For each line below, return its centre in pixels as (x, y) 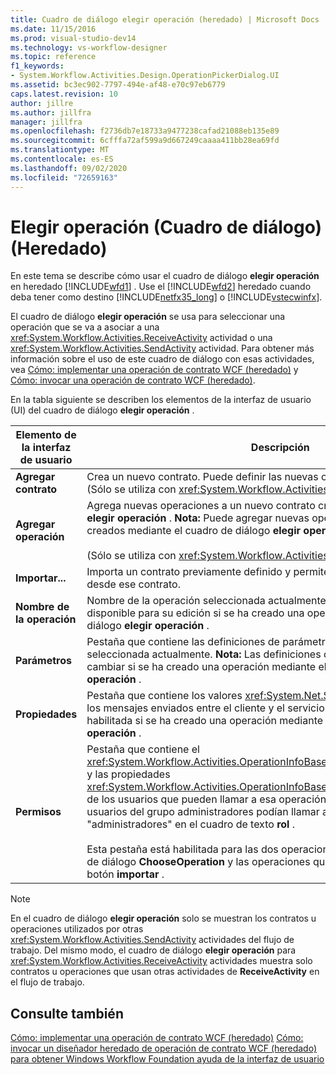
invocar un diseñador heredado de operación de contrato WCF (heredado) (164, 1048)
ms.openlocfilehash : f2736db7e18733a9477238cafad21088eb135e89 (145, 131)
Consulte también (67, 1013)
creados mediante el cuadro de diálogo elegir (194, 531)
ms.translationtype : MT (60, 150)
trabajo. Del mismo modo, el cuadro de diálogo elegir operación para (153, 950)
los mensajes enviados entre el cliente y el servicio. (207, 708)
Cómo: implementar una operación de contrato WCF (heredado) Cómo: (157, 1038)
